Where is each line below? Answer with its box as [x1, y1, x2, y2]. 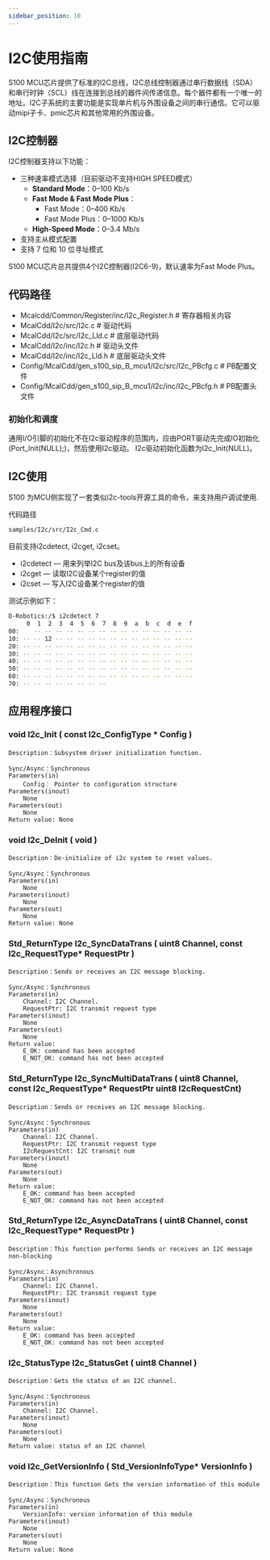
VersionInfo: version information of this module [23, 1511, 193, 1519]
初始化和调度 [8, 414, 59, 425]
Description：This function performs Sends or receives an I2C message [8, 1245, 253, 1253]
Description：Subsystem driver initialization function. [8, 748, 203, 757]
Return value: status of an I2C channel [8, 1442, 147, 1451]
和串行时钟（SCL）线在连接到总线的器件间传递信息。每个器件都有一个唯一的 [8, 87, 263, 97]
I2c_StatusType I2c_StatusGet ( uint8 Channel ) [8, 1357, 197, 1368]
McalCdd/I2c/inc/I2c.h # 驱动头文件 [19, 341, 139, 351]
